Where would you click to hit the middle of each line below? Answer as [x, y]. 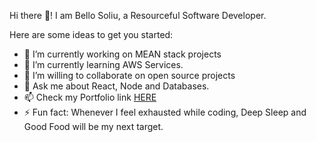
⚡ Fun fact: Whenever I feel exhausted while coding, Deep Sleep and [165, 112]
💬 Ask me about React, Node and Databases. [116, 86]
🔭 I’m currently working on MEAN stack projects [122, 54]
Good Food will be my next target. [93, 126]
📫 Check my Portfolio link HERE [90, 97]
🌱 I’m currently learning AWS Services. [103, 64]
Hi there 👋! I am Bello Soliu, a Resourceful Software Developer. [138, 15]
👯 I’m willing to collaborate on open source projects [129, 75]
